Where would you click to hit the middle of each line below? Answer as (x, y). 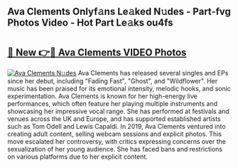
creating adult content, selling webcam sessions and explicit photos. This (115, 134)
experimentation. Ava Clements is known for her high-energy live (102, 96)
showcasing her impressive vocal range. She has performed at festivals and (118, 111)
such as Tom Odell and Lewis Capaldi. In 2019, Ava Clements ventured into (117, 126)
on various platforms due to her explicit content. (77, 157)
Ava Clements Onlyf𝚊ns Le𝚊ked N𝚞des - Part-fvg (119, 12)
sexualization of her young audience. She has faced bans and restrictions (115, 149)
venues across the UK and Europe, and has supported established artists (114, 119)
